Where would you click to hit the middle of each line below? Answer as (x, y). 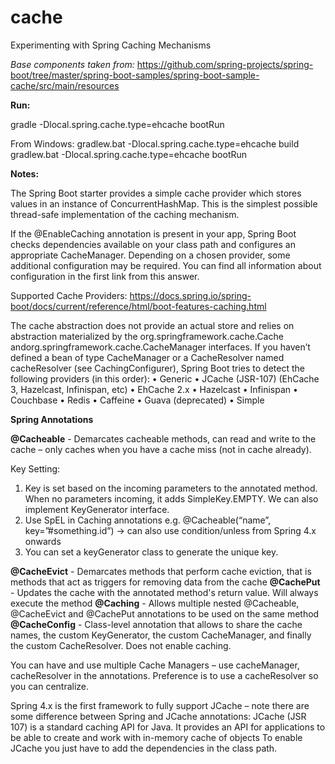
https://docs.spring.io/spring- (190, 295)
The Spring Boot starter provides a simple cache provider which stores (156, 193)
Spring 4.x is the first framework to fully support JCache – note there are (160, 705)
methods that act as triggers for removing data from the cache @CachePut (165, 582)
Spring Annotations (52, 419)
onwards (43, 541)
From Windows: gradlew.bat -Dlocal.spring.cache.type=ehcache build (155, 143)
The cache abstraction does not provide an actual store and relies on (152, 325)
